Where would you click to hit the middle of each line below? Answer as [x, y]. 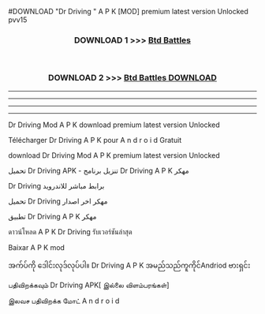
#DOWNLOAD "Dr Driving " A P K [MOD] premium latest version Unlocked [128, 11]
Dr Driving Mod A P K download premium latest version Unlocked [114, 125]
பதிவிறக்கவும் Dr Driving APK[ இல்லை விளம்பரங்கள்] [89, 285]
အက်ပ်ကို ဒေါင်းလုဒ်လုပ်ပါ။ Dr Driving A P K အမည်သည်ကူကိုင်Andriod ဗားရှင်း [129, 265]
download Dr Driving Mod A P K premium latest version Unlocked [114, 155]
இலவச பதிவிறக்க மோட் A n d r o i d [64, 301]
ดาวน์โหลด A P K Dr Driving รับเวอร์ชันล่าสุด [70, 231]
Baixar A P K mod [37, 247]
